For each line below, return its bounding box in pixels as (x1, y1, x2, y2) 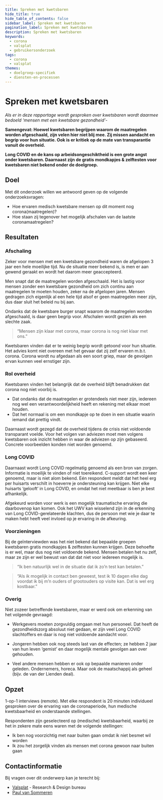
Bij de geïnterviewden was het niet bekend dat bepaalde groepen (5, 539, 136, 545)
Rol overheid (5, 371, 36, 377)
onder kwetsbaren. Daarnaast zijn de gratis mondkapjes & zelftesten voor (5, 157, 157, 162)
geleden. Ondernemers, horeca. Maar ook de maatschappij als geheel (12, 666, 152, 672)
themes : (5, 66, 21, 71)
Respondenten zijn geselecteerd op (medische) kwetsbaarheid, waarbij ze (5, 718, 154, 724)
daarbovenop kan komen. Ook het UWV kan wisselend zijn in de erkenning (5, 505, 155, 511)
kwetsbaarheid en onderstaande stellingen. (5, 709, 92, 714)
